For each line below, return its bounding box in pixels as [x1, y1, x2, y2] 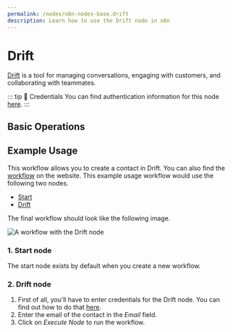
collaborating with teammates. [7, 79, 96, 87]
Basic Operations [7, 120, 85, 132]
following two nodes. [7, 178, 69, 187]
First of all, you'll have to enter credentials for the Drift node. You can [17, 296, 221, 304]
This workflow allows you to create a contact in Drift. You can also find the [7, 164, 226, 172]
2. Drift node [7, 279, 52, 289]
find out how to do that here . [17, 303, 102, 311]
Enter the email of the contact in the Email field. [17, 311, 157, 319]
